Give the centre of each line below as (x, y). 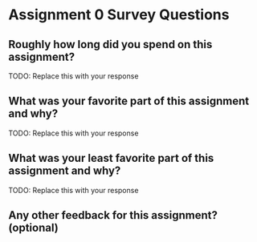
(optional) (33, 228)
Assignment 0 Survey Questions (119, 15)
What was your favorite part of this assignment (129, 101)
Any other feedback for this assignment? (113, 215)
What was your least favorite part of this (111, 158)
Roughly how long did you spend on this (110, 44)
